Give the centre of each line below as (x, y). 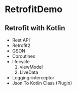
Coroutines (24, 56)
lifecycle (21, 61)
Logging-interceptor (33, 78)
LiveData (29, 72)
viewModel (31, 67)
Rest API (21, 40)
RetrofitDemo (34, 9)
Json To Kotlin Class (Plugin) (42, 83)
